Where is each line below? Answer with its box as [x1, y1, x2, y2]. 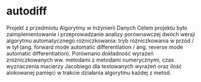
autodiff [6, 4, 47, 18]
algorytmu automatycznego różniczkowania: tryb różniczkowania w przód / [6, 37, 194, 44]
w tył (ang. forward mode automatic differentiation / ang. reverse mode [6, 43, 183, 51]
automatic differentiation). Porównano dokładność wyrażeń [6, 49, 154, 57]
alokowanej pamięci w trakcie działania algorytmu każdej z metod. [6, 69, 171, 76]
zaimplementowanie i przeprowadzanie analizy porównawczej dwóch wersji [6, 30, 196, 37]
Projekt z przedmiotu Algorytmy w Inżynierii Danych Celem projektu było [6, 24, 188, 31]
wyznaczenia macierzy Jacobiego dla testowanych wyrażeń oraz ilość [6, 62, 182, 70]
